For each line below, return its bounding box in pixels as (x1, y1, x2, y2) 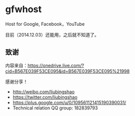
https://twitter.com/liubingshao (12, 94, 78, 100)
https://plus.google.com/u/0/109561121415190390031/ (12, 99, 126, 105)
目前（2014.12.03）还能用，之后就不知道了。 (5, 31, 99, 37)
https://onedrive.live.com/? (28, 62, 84, 68)
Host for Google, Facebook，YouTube (5, 21, 85, 27)
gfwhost (5, 4, 42, 15)
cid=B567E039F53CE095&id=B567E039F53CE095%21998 (5, 68, 130, 74)
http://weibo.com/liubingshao (12, 89, 75, 95)
